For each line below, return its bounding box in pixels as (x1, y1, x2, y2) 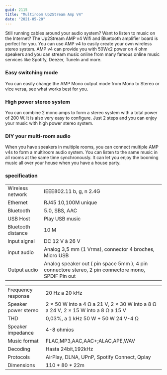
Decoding (7, 345, 31, 352)
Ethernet (7, 199, 28, 206)
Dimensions (7, 362, 36, 369)
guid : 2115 (5, 7, 28, 12)
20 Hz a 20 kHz (45, 289, 83, 296)
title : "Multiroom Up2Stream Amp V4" (5, 12, 83, 17)
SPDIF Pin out (44, 272, 76, 279)
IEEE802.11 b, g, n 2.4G (44, 187, 100, 194)
